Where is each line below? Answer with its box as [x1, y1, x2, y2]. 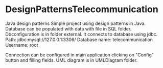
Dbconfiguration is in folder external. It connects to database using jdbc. [5, 31, 158, 37]
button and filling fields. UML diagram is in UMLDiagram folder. [5, 57, 138, 63]
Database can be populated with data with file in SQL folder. [5, 25, 132, 31]
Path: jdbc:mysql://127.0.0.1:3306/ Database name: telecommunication [5, 37, 153, 43]
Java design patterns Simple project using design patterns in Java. [5, 20, 146, 26]
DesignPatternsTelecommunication [5, 4, 158, 15]
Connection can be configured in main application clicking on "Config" [5, 52, 154, 58]
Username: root [5, 42, 38, 48]
